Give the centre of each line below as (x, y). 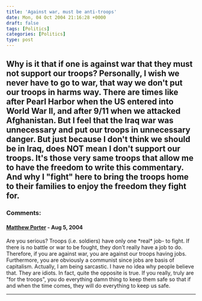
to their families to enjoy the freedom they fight (96, 186)
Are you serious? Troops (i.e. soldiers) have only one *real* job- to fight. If (98, 241)
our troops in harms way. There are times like (92, 92)
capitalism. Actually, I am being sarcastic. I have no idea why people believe (100, 266)
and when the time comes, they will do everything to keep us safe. (88, 285)
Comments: (24, 213)
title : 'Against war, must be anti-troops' (62, 12)
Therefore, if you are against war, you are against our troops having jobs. (96, 253)
